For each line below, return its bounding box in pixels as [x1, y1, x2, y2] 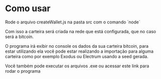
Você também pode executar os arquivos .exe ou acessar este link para [5, 63, 149, 69]
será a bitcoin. [5, 34, 34, 39]
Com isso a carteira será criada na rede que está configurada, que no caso [5, 28, 157, 34]
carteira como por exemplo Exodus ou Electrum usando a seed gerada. [5, 53, 148, 59]
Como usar [5, 3, 51, 14]
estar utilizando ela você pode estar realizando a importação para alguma [5, 48, 154, 54]
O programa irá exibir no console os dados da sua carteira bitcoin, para [5, 43, 149, 49]
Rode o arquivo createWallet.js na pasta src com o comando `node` [5, 19, 140, 25]
